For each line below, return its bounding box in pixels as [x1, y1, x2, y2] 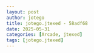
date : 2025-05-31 [6, 26, 50, 32]
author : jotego [6, 15, 45, 21]
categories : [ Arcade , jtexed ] [6, 32, 83, 38]
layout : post [6, 9, 39, 15]
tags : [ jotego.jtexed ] [6, 37, 64, 43]
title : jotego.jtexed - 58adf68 [6, 20, 88, 26]
